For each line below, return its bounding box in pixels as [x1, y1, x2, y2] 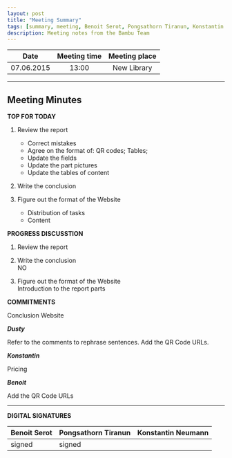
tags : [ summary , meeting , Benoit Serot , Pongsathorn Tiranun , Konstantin [7, 23, 224, 30]
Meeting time [57, 51, 102, 61]
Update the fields [27, 154, 77, 163]
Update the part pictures [27, 161, 98, 170]
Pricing [7, 365, 28, 374]
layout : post [7, 10, 45, 17]
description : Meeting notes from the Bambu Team [7, 29, 150, 37]
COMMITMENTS [7, 298, 56, 306]
